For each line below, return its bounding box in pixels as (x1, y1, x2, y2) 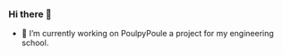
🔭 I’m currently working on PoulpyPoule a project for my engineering (21, 28, 274, 39)
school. (21, 37, 49, 48)
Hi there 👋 (8, 8, 53, 20)
